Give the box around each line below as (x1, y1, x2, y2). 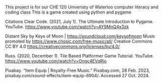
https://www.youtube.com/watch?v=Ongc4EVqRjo (5, 58, 107, 64)
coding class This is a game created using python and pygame (5, 9, 131, 15)
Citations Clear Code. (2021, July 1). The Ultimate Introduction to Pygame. (5, 19, 154, 24)
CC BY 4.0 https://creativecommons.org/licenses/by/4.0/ (5, 44, 120, 49)
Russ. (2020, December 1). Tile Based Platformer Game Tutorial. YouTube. (5, 53, 154, 59)
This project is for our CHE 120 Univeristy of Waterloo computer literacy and (5, 4, 159, 10)
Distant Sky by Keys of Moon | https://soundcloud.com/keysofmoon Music (5, 33, 156, 39)
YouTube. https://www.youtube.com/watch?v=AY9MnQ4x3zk (5, 24, 129, 30)
